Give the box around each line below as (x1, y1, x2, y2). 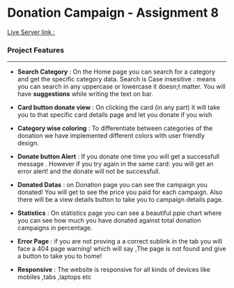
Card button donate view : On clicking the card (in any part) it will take (17, 103, 221, 112)
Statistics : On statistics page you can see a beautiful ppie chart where (17, 209, 222, 217)
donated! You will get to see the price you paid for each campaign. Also (17, 188, 223, 196)
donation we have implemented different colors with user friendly (17, 131, 205, 140)
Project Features (7, 45, 65, 55)
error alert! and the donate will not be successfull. (17, 167, 161, 175)
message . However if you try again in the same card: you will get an (17, 160, 214, 168)
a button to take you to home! (17, 252, 102, 260)
